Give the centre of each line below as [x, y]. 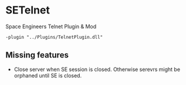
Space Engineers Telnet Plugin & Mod [51, 26]
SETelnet [28, 10]
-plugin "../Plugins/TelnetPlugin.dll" [54, 37]
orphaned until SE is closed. [48, 75]
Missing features [37, 55]
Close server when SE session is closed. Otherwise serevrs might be [97, 69]
